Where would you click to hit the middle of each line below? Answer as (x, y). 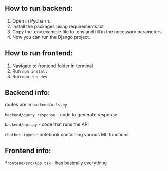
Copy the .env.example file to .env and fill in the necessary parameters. (88, 31)
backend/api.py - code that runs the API (47, 124)
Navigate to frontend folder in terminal (53, 66)
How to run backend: (39, 8)
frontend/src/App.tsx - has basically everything (56, 163)
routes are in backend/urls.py (36, 105)
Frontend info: (28, 151)
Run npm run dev (30, 76)
